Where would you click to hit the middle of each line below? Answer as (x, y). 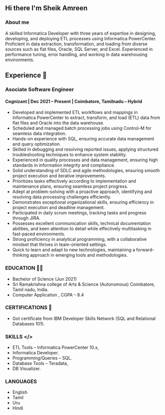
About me (17, 22)
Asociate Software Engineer (40, 89)
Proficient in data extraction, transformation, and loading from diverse (76, 44)
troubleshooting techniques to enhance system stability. (70, 155)
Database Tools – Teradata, (40, 363)
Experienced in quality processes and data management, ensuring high (85, 160)
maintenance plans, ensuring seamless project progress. (70, 187)
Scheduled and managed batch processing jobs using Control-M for (82, 128)
